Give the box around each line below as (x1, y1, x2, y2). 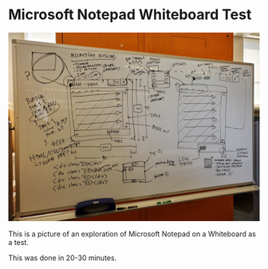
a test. (8, 237, 30, 247)
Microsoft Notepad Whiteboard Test (8, 6, 252, 24)
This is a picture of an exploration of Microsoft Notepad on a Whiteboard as (8, 229, 257, 239)
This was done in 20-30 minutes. (8, 253, 117, 263)
